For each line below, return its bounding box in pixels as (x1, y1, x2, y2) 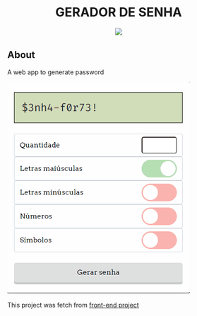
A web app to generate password (7, 68, 105, 76)
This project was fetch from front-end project (7, 300, 139, 309)
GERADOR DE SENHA (55, 4, 182, 21)
